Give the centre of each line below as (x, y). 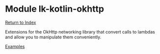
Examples (15, 46)
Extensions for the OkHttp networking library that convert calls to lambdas (80, 32)
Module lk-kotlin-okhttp (55, 9)
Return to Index (21, 22)
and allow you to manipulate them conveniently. (53, 37)
